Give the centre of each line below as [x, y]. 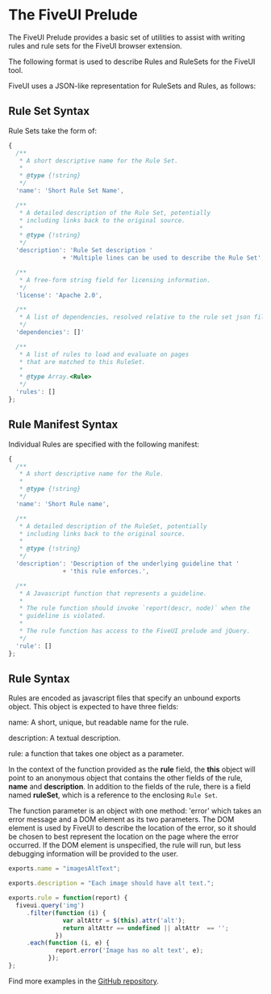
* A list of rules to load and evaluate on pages [104, 354]
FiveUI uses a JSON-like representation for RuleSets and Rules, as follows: [132, 86]
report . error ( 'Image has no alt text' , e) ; [129, 951]
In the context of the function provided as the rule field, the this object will [132, 769]
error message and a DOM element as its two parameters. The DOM [121, 819]
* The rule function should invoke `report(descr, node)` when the [135, 608]
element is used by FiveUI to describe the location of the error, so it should [132, 828]
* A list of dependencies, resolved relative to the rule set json [135, 317]
